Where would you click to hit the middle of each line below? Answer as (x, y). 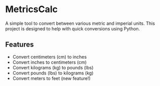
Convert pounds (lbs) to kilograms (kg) (53, 73)
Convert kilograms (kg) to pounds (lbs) (53, 67)
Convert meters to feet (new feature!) (52, 78)
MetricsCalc (32, 9)
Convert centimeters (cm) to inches (50, 57)
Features (19, 45)
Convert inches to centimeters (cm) (50, 62)
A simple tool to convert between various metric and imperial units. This (80, 23)
